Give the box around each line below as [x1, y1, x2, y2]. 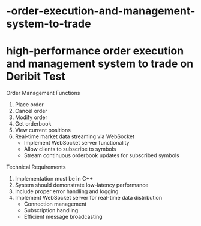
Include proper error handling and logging [14, 188, 119, 195]
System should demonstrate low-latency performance [14, 181, 149, 189]
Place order [14, 101, 44, 108]
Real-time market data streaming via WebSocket [14, 133, 135, 140]
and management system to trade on [6, 57, 194, 71]
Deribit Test [6, 70, 66, 83]
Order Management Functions [6, 90, 80, 97]
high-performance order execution [6, 44, 184, 58]
